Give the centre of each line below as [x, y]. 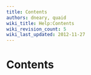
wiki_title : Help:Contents [40, 23]
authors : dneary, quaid [36, 18]
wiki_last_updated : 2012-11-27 [46, 35]
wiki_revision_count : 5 [36, 29]
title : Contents [27, 12]
